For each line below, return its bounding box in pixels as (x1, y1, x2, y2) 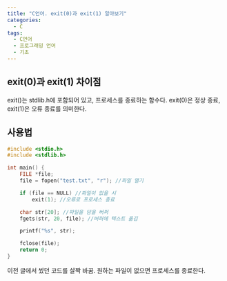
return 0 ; (19, 246, 48, 253)
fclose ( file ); (19, 240, 60, 247)
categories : (7, 17, 41, 24)
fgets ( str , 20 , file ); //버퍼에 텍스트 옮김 (19, 215, 138, 222)
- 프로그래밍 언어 (13, 42, 57, 49)
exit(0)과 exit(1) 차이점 (7, 76, 101, 88)
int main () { (7, 164, 45, 172)
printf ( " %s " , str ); (19, 228, 76, 235)
